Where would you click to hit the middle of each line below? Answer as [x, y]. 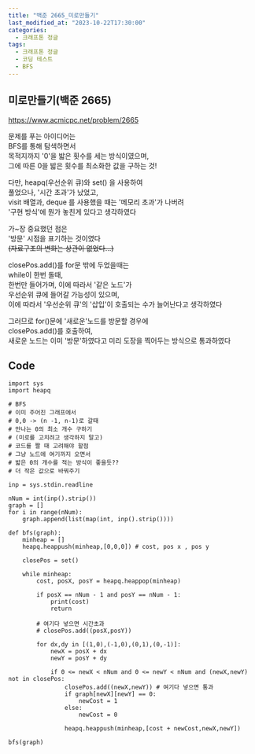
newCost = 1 [98, 701]
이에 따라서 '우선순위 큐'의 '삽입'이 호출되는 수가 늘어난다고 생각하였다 [115, 304]
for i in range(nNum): [45, 513]
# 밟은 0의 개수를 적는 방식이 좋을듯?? [64, 463]
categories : [28, 30]
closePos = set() [51, 561]
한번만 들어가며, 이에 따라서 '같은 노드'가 [70, 285]
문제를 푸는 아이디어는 [42, 136]
